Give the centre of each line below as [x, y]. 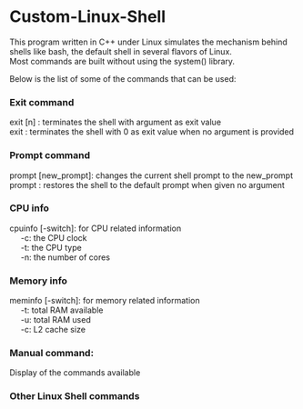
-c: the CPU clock [54, 237]
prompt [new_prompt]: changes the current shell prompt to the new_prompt [151, 175]
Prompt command [50, 155]
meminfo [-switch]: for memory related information [105, 301]
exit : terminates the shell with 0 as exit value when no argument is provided [151, 132]
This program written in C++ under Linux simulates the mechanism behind [149, 42]
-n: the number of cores [66, 257]
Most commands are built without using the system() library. [122, 61]
